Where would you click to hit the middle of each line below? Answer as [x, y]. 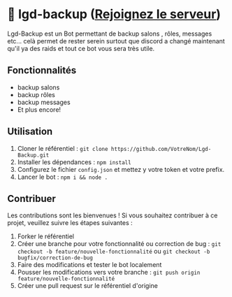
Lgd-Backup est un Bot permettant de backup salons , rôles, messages [110, 34]
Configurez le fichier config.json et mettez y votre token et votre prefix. [121, 169]
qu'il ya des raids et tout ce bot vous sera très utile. [81, 48]
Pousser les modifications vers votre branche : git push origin [109, 273]
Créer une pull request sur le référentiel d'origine [88, 286]
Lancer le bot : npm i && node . [63, 177]
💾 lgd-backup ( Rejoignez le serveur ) [114, 14]
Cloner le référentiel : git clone [63, 148]
